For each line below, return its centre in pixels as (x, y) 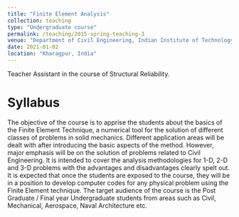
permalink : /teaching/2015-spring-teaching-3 (76, 34)
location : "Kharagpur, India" (52, 54)
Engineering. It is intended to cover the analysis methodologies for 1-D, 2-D (118, 160)
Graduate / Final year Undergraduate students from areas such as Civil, (112, 198)
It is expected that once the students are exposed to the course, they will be (119, 175)
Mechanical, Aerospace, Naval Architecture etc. (78, 205)
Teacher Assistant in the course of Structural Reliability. (89, 74)
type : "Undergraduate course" (52, 27)
